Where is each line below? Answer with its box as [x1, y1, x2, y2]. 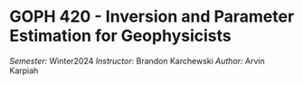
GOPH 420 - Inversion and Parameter [9, 6, 295, 27]
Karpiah [9, 65, 39, 76]
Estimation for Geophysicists [9, 25, 232, 46]
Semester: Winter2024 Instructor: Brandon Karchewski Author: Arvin [9, 55, 265, 66]
